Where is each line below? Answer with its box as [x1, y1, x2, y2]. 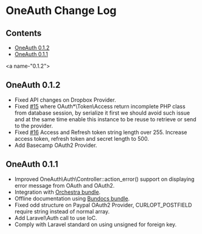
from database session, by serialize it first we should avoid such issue [14, 109, 190, 116]
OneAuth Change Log [5, 4, 117, 18]
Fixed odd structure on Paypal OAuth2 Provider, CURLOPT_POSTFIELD [14, 201, 192, 208]
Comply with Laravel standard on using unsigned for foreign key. [14, 221, 177, 228]
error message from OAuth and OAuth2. [14, 182, 115, 189]
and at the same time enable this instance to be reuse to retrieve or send [14, 115, 197, 122]
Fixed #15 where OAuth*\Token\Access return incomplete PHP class [14, 102, 186, 110]
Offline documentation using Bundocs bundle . [14, 194, 130, 202]
